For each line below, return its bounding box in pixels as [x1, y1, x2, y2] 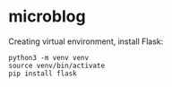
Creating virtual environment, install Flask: [8, 36, 164, 47]
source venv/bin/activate [8, 61, 105, 70]
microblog [8, 6, 86, 27]
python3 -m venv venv [8, 53, 90, 62]
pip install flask [8, 69, 77, 78]
